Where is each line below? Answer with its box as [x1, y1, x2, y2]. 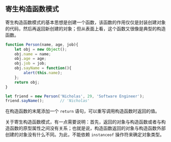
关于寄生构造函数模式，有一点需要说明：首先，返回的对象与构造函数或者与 [5, 119, 161, 125]
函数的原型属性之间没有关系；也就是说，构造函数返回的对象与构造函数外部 [9, 125, 166, 131]
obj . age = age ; [14, 56, 47, 61]
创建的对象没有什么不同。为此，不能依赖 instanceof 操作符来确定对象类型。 [5, 131, 164, 138]
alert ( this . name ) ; [23, 70, 63, 76]
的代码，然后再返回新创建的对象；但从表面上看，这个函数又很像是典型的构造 [5, 25, 166, 31]
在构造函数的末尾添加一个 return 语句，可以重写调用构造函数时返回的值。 [5, 108, 160, 114]
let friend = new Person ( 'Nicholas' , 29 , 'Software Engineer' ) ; [5, 93, 145, 99]
